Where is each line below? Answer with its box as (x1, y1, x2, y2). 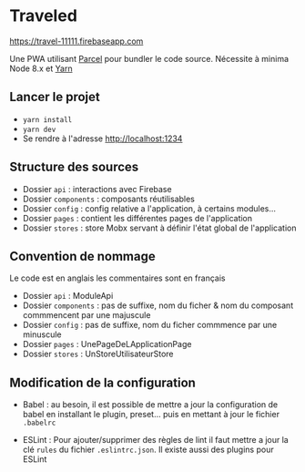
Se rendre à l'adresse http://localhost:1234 (22, 133, 183, 144)
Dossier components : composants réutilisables (22, 193, 196, 204)
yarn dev (22, 125, 56, 134)
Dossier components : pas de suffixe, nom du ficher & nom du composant (22, 300, 294, 311)
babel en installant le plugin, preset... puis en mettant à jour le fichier (22, 409, 280, 420)
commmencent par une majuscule (22, 310, 151, 321)
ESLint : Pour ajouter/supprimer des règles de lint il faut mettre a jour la (22, 435, 289, 446)
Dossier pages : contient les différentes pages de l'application (22, 212, 253, 223)
